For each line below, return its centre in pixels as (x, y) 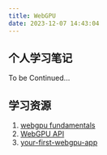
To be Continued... (39, 78)
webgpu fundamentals (58, 125)
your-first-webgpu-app (59, 143)
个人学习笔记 (41, 58)
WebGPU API (42, 134)
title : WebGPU (32, 16)
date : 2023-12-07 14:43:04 (54, 23)
